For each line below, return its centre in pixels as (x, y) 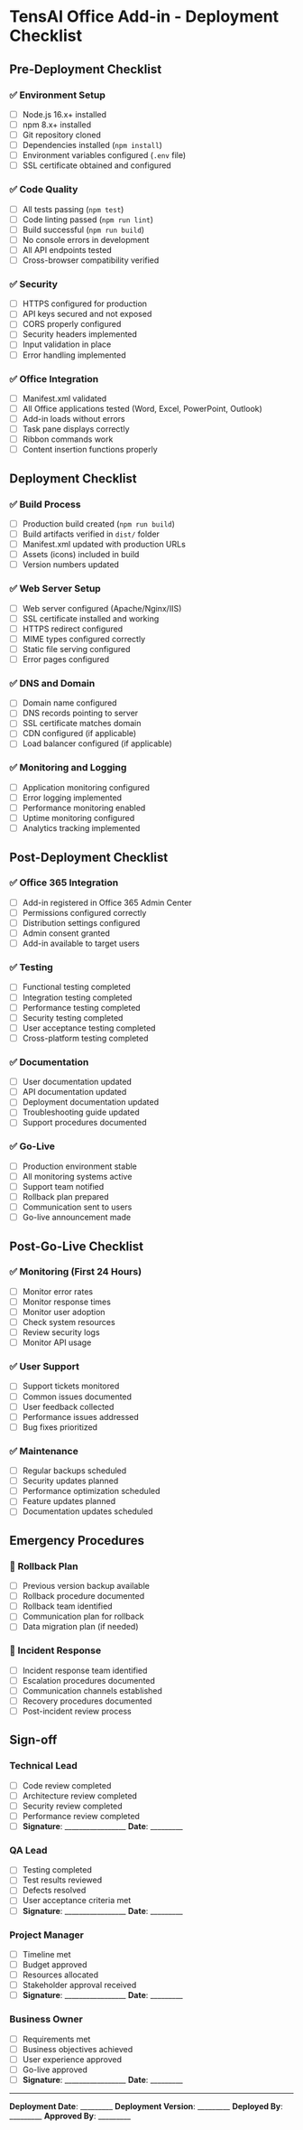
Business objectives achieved (78, 2049)
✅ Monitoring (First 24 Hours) (76, 1272)
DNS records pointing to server (80, 713)
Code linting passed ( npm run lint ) (88, 220)
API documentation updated (74, 1092)
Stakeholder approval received (79, 1985)
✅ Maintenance (44, 1451)
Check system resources (69, 1322)
